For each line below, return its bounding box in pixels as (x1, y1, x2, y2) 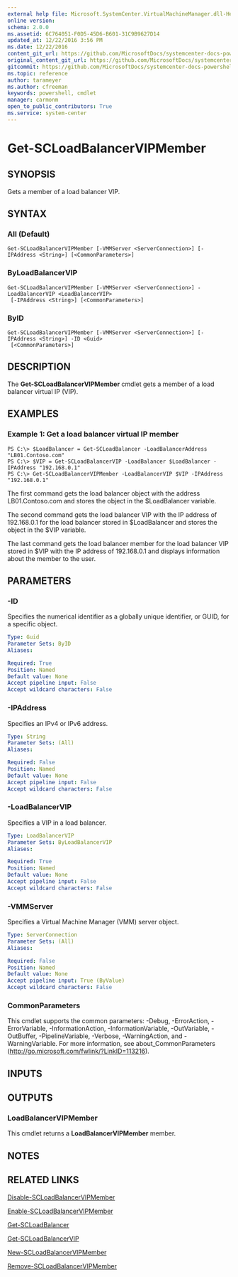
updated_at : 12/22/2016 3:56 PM (7, 37, 103, 44)
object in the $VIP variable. (7, 525, 86, 534)
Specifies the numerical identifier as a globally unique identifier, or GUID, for (7, 612, 229, 621)
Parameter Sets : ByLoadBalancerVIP (7, 838, 113, 846)
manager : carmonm (7, 97, 59, 104)
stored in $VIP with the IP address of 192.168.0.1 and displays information (7, 547, 220, 555)
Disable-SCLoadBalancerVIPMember (7, 1192, 115, 1202)
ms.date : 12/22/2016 (7, 43, 69, 50)
